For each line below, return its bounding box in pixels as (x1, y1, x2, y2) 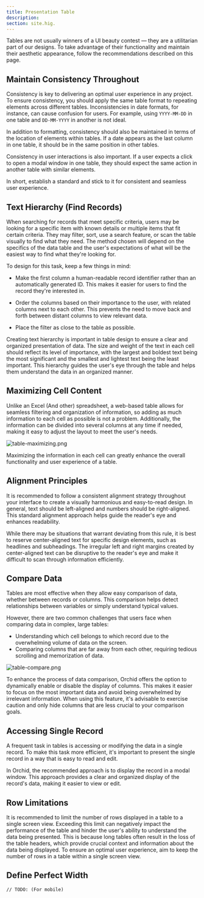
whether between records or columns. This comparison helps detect (6, 596, 178, 603)
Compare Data (6, 573, 63, 584)
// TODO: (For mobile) (6, 886, 64, 893)
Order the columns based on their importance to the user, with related (15, 299, 191, 306)
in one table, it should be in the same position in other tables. (6, 141, 160, 148)
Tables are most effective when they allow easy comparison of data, (6, 590, 178, 597)
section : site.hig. (6, 20, 56, 26)
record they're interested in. (15, 288, 85, 294)
